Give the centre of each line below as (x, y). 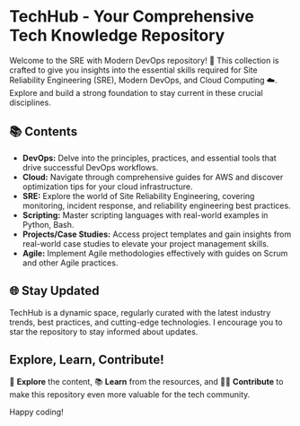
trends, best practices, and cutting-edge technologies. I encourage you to (146, 322)
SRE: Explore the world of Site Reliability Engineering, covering (138, 196)
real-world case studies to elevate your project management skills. (146, 243)
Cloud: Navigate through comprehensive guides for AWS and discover (153, 177)
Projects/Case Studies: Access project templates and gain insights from (157, 234)
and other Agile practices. (70, 263)
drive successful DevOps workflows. (90, 167)
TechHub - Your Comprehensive (132, 17)
